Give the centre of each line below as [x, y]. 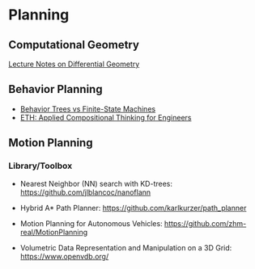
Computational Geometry [74, 45]
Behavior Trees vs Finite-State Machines [88, 109]
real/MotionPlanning [54, 232]
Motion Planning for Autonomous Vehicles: [91, 223]
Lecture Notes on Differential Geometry [74, 64]
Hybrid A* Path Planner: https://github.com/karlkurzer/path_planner [133, 208]
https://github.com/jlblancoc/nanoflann [85, 192]
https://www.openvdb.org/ [64, 256]
